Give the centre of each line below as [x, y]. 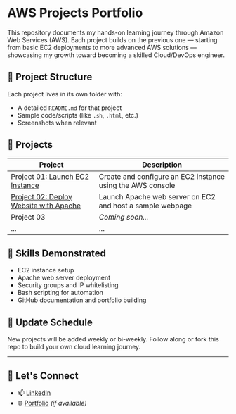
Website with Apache [46, 206]
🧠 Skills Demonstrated [57, 253]
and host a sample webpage [145, 206]
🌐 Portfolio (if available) [52, 403]
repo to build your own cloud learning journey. [74, 347]
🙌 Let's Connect [43, 376]
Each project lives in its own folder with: [65, 94]
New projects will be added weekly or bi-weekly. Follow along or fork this [113, 339]
